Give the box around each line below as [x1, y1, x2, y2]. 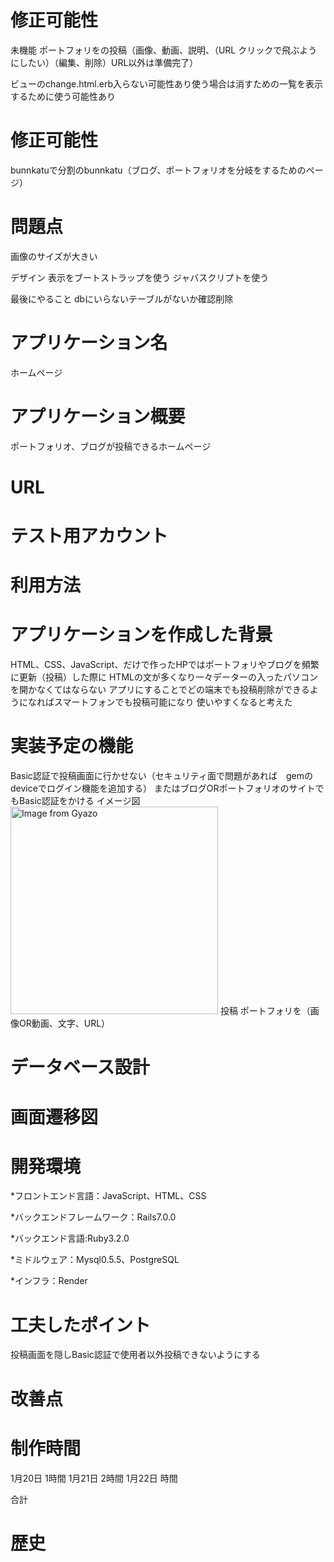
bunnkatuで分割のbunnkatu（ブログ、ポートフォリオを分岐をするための [10, 164, 307, 176]
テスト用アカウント [10, 525, 169, 548]
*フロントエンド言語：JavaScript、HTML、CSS [10, 1190, 207, 1202]
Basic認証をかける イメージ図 [18, 795, 141, 807]
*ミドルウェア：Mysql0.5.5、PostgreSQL [10, 1254, 180, 1266]
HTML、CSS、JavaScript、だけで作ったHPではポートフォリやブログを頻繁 [10, 659, 320, 671]
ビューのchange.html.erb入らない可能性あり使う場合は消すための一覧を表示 [10, 77, 323, 90]
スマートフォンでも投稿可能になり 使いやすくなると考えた [53, 696, 293, 708]
